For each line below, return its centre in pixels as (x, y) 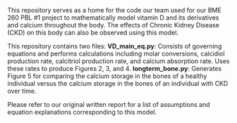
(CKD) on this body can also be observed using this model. (93, 32)
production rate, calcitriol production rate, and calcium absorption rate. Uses (119, 61)
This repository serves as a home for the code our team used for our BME (115, 10)
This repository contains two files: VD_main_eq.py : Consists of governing (115, 46)
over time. (22, 91)
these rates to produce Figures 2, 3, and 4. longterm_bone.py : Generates (115, 69)
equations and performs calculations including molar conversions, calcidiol (116, 53)
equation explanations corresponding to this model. (82, 112)
